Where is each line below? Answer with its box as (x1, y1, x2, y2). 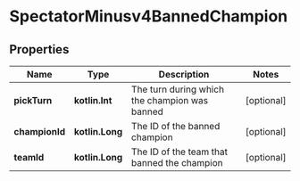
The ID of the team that (130, 145, 229, 158)
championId (13, 126, 66, 137)
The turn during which (130, 83, 225, 95)
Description (158, 69, 210, 80)
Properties (9, 42, 70, 57)
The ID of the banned (130, 120, 221, 132)
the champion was (130, 95, 209, 106)
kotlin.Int (74, 95, 112, 106)
